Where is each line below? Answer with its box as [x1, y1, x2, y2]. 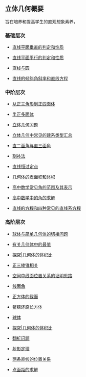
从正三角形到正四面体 [12, 101, 55, 107]
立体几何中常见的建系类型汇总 [12, 132, 72, 138]
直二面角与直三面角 [12, 143, 51, 149]
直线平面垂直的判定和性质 [12, 44, 64, 50]
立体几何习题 [12, 122, 38, 128]
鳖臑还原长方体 [12, 304, 43, 310]
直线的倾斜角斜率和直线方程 [12, 76, 68, 81]
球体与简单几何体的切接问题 [12, 231, 68, 237]
